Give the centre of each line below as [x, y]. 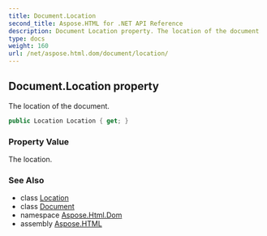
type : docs [27, 39]
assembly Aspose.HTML [61, 224]
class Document [47, 207]
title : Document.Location [52, 16]
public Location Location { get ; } [69, 121]
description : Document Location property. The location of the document [134, 31]
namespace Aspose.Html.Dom [71, 215]
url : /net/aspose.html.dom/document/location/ [88, 54]
